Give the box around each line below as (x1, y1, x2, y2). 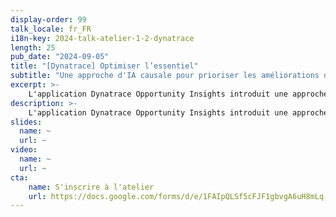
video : (10, 145, 38, 155)
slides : (10, 117, 43, 127)
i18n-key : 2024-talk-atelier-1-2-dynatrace (10, 33, 195, 43)
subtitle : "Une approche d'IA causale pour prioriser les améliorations (10, 71, 320, 81)
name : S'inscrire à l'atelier (28, 182, 155, 192)
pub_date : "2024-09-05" (10, 52, 110, 62)
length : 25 (10, 42, 56, 53)
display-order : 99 (10, 14, 87, 25)
